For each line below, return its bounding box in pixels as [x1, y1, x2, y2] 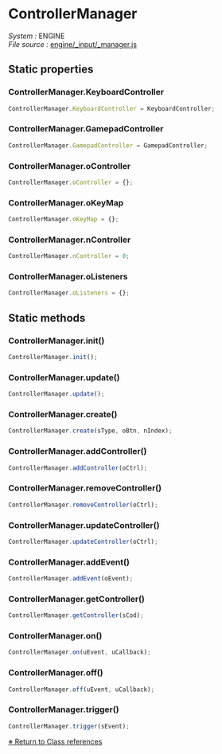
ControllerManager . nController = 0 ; [8, 252, 130, 260]
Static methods [8, 311, 86, 325]
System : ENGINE [8, 31, 65, 41]
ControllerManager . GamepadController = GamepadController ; [8, 141, 208, 150]
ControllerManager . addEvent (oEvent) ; [8, 575, 134, 583]
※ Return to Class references [8, 736, 103, 746]
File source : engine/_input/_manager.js [8, 39, 138, 49]
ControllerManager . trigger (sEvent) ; [8, 722, 130, 730]
